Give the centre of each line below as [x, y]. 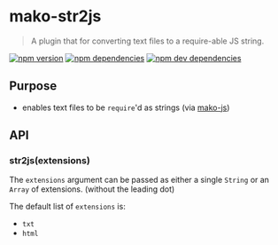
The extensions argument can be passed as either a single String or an [139, 180]
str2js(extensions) [50, 161]
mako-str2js [55, 16]
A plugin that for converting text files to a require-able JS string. [147, 41]
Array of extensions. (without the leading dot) [92, 189]
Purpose [33, 86]
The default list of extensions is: [67, 207]
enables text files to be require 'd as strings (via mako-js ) [126, 107]
